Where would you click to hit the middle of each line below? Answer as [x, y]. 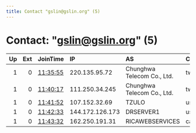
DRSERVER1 [142, 111]
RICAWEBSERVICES [153, 121]
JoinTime [51, 59]
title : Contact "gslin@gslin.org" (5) [53, 11]
